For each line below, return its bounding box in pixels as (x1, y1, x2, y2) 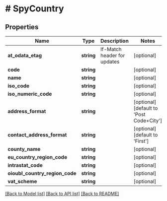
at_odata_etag (7, 52, 42, 59)
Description (100, 38, 129, 44)
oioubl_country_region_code (7, 170, 77, 177)
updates (100, 58, 120, 65)
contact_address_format (7, 132, 67, 138)
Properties (5, 23, 39, 31)
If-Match (100, 46, 122, 53)
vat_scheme (7, 178, 37, 185)
